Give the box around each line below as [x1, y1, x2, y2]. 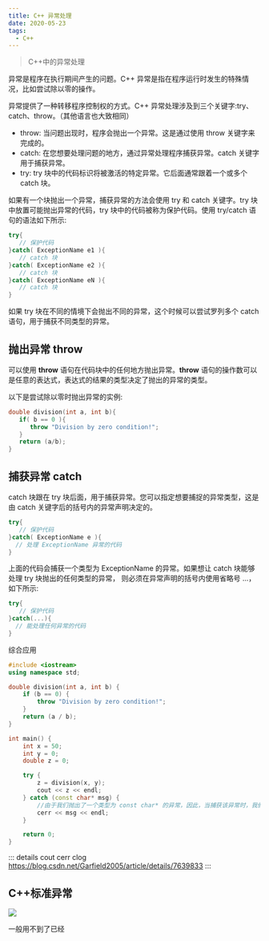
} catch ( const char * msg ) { [22, 794, 120, 802]
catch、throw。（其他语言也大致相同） [8, 111, 134, 121]
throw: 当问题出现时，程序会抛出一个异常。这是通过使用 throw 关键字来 [19, 128, 255, 138]
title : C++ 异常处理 [8, 11, 72, 20]
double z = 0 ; [22, 757, 70, 765]
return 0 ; [22, 830, 56, 838]
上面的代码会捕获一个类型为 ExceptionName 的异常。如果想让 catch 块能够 [8, 563, 255, 573]
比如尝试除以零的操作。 [22, 84, 100, 94]
